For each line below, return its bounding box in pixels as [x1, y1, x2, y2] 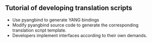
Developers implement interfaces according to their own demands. [12, 32, 148, 38]
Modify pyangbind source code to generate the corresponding [12, 22, 139, 28]
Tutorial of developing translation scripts [5, 4, 132, 12]
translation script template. [12, 27, 67, 33]
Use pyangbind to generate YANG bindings [12, 17, 100, 22]
